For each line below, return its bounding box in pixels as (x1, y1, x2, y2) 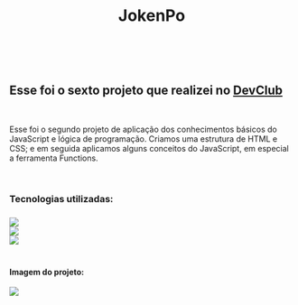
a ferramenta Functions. (9, 152, 98, 163)
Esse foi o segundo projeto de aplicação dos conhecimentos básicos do (9, 124, 277, 135)
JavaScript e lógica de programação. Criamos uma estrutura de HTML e (9, 134, 278, 144)
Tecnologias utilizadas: (9, 193, 114, 206)
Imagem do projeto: (9, 266, 84, 277)
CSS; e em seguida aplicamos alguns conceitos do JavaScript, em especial (9, 143, 289, 154)
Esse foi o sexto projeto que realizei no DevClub (9, 82, 283, 97)
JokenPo (117, 5, 186, 26)
